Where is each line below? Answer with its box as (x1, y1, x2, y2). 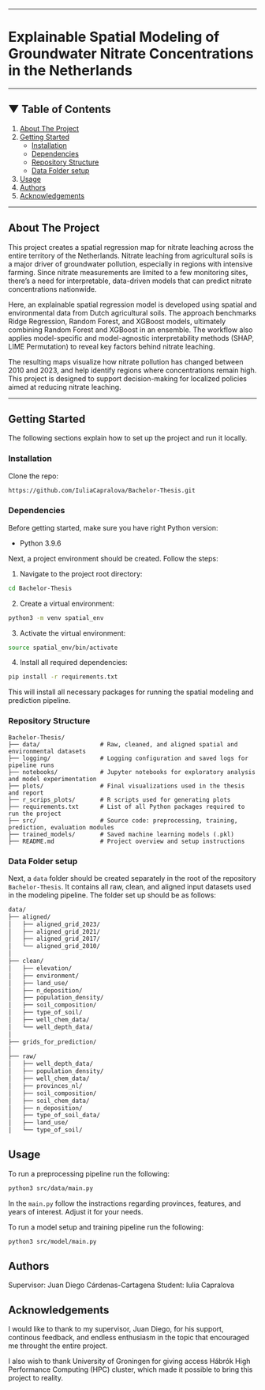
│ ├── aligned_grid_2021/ (8, 927, 101, 935)
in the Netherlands (8, 62, 132, 80)
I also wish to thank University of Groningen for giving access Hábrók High (8, 1357, 251, 1366)
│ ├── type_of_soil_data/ (8, 1112, 101, 1120)
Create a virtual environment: (19, 599, 114, 608)
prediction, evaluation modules (8, 823, 114, 831)
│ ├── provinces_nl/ (8, 1082, 83, 1090)
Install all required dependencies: (19, 658, 128, 667)
